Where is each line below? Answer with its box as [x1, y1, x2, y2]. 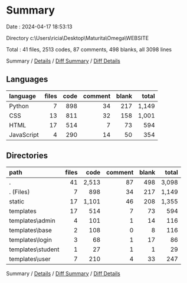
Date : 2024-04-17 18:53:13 [6, 23, 73, 30]
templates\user [9, 255, 51, 263]
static [9, 197, 25, 205]
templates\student [9, 245, 60, 254]
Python [9, 101, 29, 110]
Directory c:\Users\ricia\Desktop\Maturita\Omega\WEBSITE [6, 34, 149, 41]
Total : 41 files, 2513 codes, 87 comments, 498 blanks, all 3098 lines [6, 45, 172, 53]
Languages [6, 74, 48, 84]
